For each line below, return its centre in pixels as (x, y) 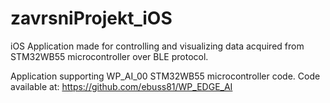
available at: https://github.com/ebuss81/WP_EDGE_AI (121, 86)
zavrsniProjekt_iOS (91, 18)
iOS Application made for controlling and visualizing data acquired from (157, 46)
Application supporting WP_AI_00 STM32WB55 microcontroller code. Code (165, 76)
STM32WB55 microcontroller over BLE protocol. (109, 56)
